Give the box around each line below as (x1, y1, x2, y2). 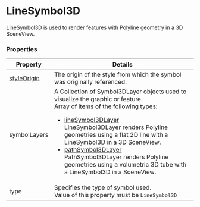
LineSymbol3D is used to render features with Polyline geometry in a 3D (6, 24, 183, 31)
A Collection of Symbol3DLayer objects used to (54, 87, 187, 96)
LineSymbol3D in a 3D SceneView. (64, 138, 161, 146)
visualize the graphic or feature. (54, 95, 143, 103)
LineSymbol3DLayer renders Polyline (64, 123, 168, 131)
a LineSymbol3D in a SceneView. (64, 168, 157, 176)
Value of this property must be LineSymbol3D (54, 191, 177, 199)
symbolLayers (9, 131, 49, 139)
